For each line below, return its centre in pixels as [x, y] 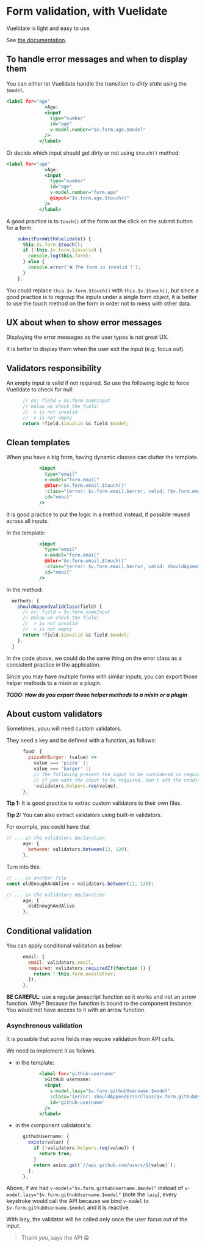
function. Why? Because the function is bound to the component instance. [100, 1004]
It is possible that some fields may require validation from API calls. [91, 1039]
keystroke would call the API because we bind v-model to [78, 1201]
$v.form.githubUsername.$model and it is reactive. [68, 1208]
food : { [32, 752]
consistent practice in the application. [54, 664]
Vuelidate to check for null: [40, 390]
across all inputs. [27, 520]
